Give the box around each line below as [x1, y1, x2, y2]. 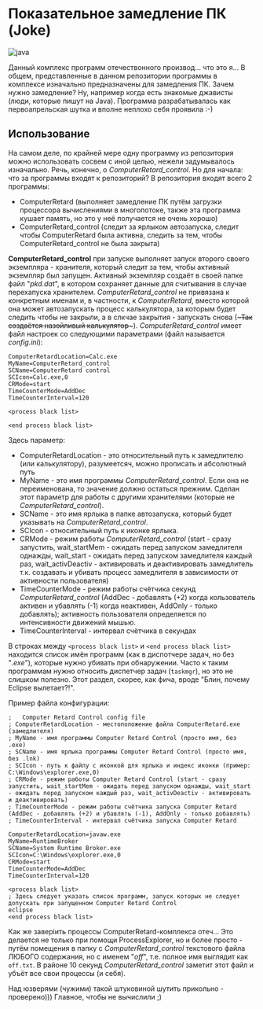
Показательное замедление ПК [8, 5, 227, 23]
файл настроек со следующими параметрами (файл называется [8, 329, 225, 338]
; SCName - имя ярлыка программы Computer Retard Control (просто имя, [8, 748, 247, 756]
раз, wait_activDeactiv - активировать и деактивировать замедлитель [19, 559, 254, 569]
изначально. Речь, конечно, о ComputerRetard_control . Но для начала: [8, 164, 243, 174]
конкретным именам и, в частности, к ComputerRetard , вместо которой [8, 296, 250, 305]
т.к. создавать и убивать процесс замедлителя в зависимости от [19, 567, 239, 576]
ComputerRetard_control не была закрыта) [19, 238, 160, 248]
